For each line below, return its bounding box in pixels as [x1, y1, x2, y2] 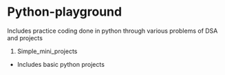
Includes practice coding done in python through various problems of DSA [7, 27, 218, 35]
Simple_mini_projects [17, 47, 78, 55]
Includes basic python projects [17, 60, 105, 68]
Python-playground [7, 4, 122, 20]
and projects [7, 33, 43, 42]
